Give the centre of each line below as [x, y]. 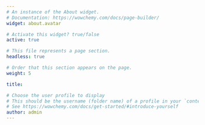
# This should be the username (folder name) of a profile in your [94, 101]
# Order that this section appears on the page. [69, 68]
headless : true [26, 57]
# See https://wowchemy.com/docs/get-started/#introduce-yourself [92, 107]
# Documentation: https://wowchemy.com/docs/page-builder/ [83, 18]
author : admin [24, 112]
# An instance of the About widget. [53, 12]
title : [15, 84]
